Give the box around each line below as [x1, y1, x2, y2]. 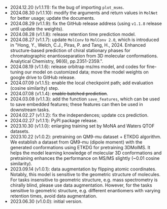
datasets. [10, 128, 30, 134]
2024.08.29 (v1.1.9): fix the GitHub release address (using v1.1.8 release [10, 20, 162, 26]
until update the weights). [10, 26, 64, 32]
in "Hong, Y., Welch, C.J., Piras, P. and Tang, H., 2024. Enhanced [10, 42, 146, 48]
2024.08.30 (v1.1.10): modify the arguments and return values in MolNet [10, 10, 158, 16]
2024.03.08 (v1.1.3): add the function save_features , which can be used [10, 96, 160, 102]
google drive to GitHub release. [10, 75, 76, 80]
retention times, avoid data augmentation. [10, 193, 97, 199]
